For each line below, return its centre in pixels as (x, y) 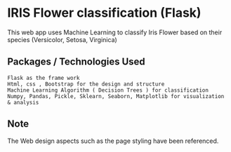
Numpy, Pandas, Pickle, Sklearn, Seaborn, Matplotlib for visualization (116, 96)
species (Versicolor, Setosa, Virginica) (62, 39)
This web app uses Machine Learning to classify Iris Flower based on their (115, 32)
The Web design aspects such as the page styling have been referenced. (113, 141)
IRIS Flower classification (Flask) (104, 13)
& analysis (23, 102)
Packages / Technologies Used (76, 62)
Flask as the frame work (44, 78)
